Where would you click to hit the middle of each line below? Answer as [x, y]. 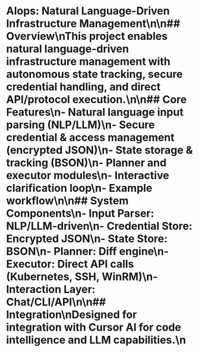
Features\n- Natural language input [95, 112]
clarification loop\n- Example [79, 188]
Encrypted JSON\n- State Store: [87, 239]
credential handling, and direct [83, 87]
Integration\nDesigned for [72, 315]
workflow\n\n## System [67, 201]
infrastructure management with [88, 62]
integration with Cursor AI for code [94, 327]
